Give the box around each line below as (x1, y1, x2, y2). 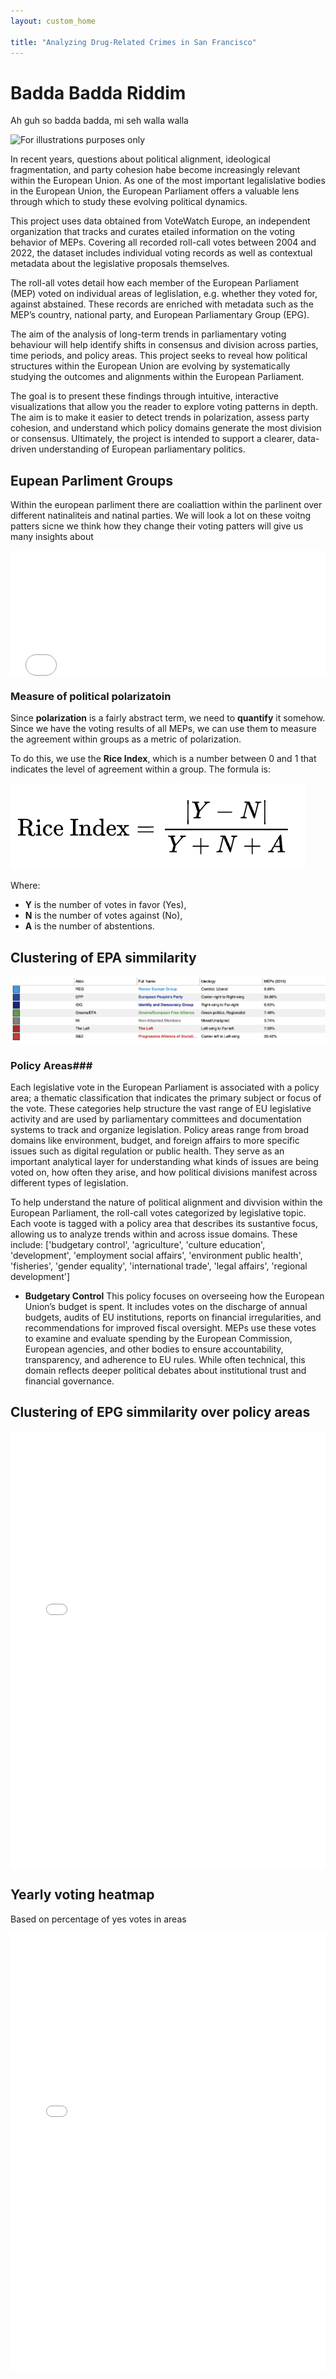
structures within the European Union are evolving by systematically (10, 360, 291, 372)
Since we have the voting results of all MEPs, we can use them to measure (10, 723, 317, 735)
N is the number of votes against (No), (24, 910, 183, 922)
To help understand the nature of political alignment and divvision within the (10, 1196, 323, 1208)
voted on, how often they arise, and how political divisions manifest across (10, 1166, 318, 1178)
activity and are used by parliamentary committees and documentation (10, 1113, 302, 1125)
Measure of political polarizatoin (10, 690, 172, 704)
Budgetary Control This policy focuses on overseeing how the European (24, 1290, 325, 1302)
